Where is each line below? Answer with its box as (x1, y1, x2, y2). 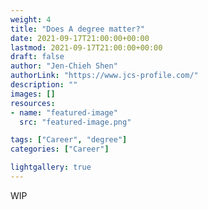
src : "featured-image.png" (19, 117, 132, 127)
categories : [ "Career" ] (10, 144, 110, 155)
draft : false (10, 52, 65, 62)
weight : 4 (10, 14, 52, 25)
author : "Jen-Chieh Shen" (10, 61, 118, 71)
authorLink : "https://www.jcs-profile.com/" (10, 71, 199, 81)
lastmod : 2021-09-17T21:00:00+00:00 (10, 42, 163, 53)
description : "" (10, 80, 78, 90)
